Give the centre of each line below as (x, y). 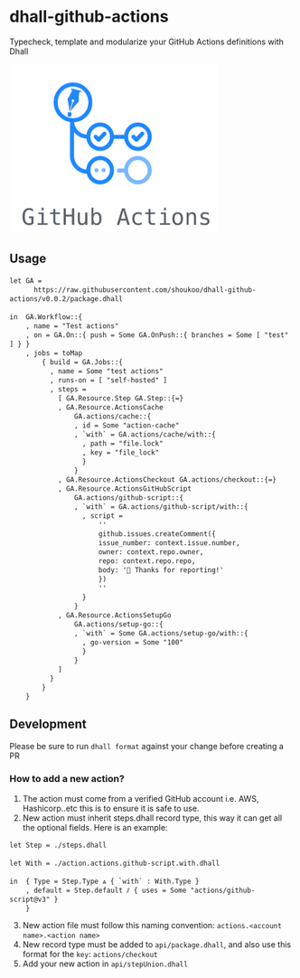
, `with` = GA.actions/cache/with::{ (145, 434)
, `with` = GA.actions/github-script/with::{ (161, 507)
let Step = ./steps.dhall (58, 845)
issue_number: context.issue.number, (169, 543)
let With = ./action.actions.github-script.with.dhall (115, 863)
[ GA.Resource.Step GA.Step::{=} (120, 398)
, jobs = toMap (54, 353)
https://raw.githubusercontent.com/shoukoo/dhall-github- (145, 290)
